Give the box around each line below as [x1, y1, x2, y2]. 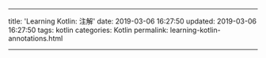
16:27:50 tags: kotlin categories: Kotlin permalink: [8, 25, 169, 34]
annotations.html [8, 34, 63, 43]
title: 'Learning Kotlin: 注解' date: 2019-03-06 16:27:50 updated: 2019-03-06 [8, 16, 257, 26]
